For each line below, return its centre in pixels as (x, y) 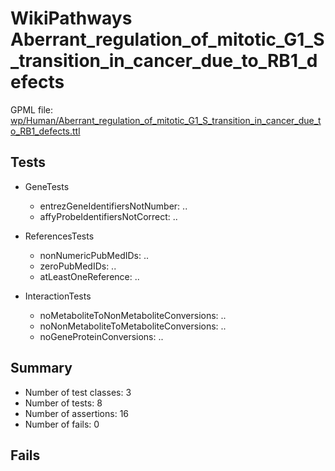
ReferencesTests (59, 236)
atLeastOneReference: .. (89, 276)
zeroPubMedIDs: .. (78, 266)
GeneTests (47, 186)
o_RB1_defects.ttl (45, 131)
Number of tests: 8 (63, 403)
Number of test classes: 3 (78, 392)
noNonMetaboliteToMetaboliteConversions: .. (133, 326)
